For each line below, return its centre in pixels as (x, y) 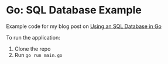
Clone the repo (32, 49)
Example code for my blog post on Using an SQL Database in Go (84, 26)
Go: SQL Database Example (74, 10)
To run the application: (33, 37)
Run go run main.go (38, 55)
